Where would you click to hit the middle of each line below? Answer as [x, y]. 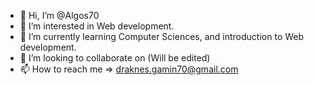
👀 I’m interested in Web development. [97, 26]
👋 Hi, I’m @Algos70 [59, 15]
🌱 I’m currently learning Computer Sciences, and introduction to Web [162, 36]
